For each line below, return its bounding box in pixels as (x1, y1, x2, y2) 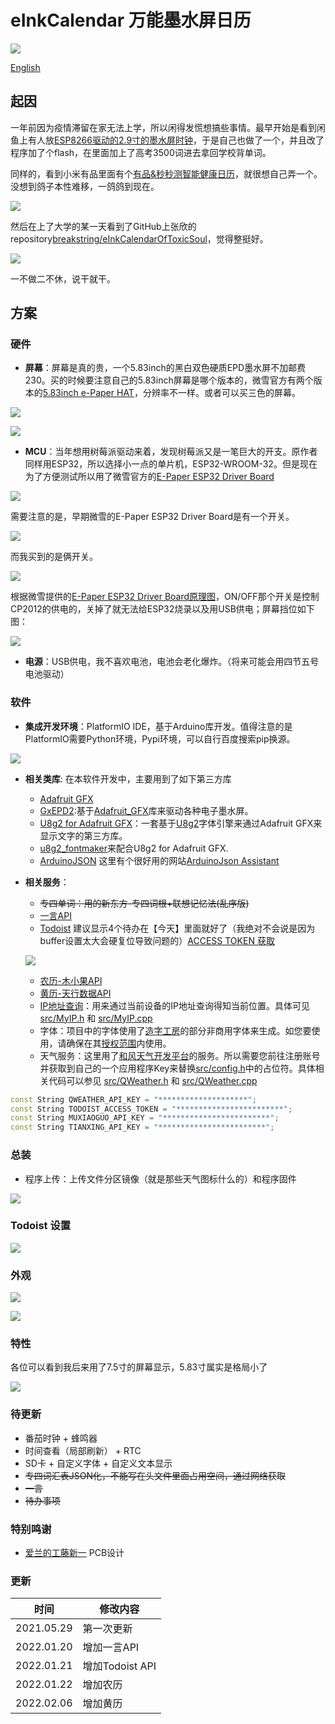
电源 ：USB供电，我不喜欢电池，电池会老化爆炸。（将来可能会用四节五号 (24, 656, 320, 668)
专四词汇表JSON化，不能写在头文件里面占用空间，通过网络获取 (24, 1469, 287, 1481)
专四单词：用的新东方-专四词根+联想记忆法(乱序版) (39, 897, 250, 909)
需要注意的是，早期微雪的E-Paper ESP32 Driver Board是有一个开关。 (10, 511, 295, 523)
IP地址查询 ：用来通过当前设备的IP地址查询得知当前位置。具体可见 (39, 999, 310, 1011)
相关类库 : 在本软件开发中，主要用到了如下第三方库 (24, 772, 232, 785)
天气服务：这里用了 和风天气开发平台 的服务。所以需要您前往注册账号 (39, 1049, 321, 1061)
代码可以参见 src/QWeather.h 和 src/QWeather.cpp (48, 1074, 258, 1086)
